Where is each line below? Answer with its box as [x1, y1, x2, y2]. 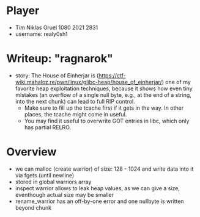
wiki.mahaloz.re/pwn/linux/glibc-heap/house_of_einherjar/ [15, 78, 162, 85]
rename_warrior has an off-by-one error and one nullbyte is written [15, 197, 185, 205]
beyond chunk [15, 204, 52, 211]
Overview [6, 145, 57, 159]
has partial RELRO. [24, 123, 72, 131]
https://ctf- [98, 71, 127, 79]
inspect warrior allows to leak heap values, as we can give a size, [15, 184, 180, 192]
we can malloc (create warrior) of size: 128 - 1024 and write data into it [15, 165, 194, 173]
